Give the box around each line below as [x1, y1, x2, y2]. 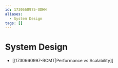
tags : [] [5, 20, 23, 26]
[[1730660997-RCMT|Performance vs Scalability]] [12, 58, 114, 64]
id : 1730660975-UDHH [5, 7, 47, 12]
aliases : [5, 12, 23, 17]
